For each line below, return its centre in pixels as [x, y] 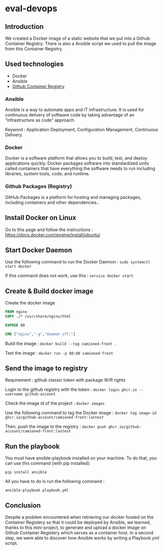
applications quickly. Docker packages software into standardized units [77, 163]
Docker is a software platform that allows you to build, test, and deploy [76, 158]
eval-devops [31, 9]
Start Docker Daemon [39, 250]
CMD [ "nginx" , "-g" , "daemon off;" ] [40, 334]
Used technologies [35, 64]
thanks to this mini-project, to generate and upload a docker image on [76, 527]
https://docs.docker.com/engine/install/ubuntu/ [53, 235]
